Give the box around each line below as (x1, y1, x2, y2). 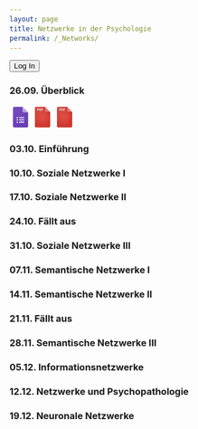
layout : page (9, 14, 59, 24)
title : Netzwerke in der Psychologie (9, 24, 152, 33)
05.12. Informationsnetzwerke (9, 360, 145, 373)
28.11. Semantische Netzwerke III (9, 336, 157, 348)
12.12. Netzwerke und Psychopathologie (9, 385, 190, 397)
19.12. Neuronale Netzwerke (9, 409, 135, 422)
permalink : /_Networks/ (9, 33, 99, 43)
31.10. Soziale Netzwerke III (9, 240, 131, 253)
